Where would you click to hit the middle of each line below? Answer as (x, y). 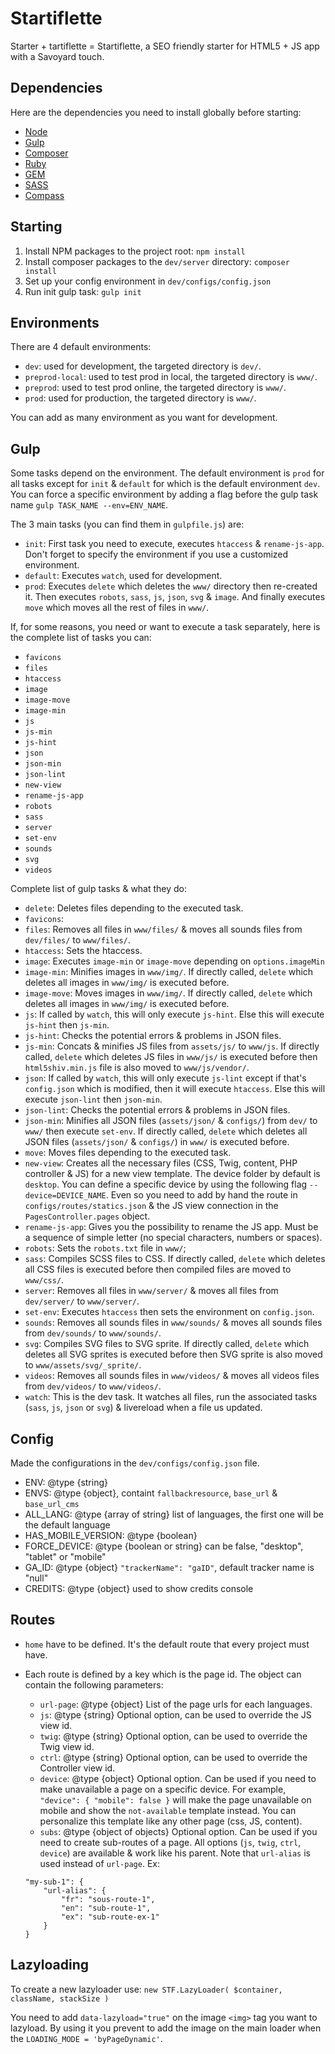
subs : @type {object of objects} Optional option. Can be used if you (178, 1831)
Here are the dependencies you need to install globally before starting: (156, 112)
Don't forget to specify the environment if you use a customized (156, 554)
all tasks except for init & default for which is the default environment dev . (165, 484)
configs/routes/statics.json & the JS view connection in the (151, 1206)
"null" (36, 1578)
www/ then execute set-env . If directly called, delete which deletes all (166, 1131)
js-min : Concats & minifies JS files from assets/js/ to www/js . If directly (172, 1046)
